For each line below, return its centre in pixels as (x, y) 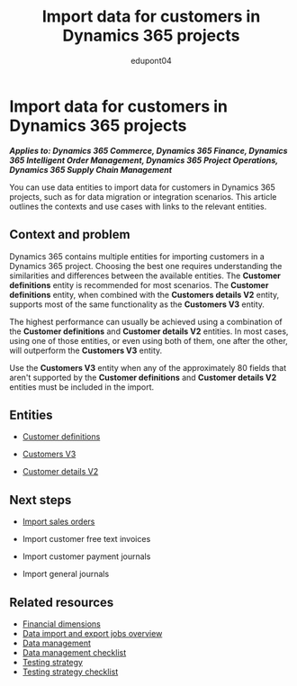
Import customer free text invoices (86, 539)
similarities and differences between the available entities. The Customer (145, 275)
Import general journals (66, 574)
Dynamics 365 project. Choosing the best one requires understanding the (146, 266)
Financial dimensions (61, 624)
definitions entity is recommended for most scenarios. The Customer (139, 284)
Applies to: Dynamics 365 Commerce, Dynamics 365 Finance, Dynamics (148, 150)
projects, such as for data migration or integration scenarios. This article (143, 196)
